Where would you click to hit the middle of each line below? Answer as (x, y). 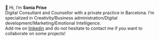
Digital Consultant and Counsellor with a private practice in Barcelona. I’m (80, 13)
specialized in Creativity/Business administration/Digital (61, 18)
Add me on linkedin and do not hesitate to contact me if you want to (74, 28)
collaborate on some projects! (35, 33)
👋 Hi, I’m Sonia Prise (26, 8)
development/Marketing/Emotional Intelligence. (53, 23)
